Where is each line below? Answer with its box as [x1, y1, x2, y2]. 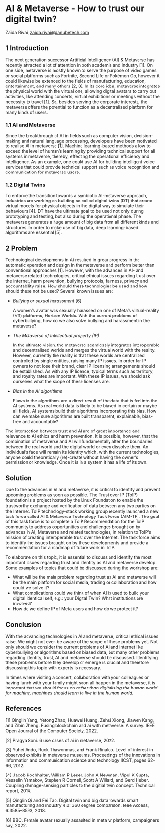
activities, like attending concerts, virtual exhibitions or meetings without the [5, 93, 160, 99]
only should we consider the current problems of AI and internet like [5, 644, 143, 650]
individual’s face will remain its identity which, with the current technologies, [5, 449, 160, 455]
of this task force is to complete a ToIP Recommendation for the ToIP [5, 518, 145, 524]
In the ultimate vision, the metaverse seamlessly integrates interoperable [12, 342, 160, 348]
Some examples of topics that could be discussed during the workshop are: [5, 565, 159, 571]
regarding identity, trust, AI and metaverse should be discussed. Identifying [5, 654, 158, 660]
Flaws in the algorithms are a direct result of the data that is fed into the [12, 398, 158, 403]
